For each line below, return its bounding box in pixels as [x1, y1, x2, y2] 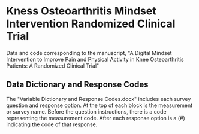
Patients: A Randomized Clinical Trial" [6, 62, 99, 69]
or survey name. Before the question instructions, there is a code [6, 108, 167, 115]
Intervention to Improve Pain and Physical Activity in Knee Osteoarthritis [6, 56, 184, 63]
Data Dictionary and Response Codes [6, 80, 149, 90]
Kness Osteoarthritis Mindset [6, 4, 157, 18]
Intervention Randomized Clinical [6, 17, 176, 31]
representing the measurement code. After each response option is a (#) [6, 114, 186, 121]
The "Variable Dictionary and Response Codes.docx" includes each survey [6, 95, 191, 102]
